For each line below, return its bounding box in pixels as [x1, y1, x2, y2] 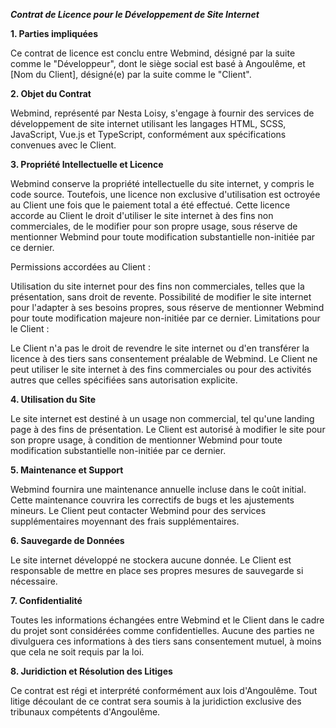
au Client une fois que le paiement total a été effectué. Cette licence [10, 199, 291, 211]
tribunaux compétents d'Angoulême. [10, 706, 161, 718]
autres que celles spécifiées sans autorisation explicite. [10, 374, 238, 386]
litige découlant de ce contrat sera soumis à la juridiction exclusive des [10, 695, 302, 707]
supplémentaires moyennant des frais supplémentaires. [10, 515, 240, 527]
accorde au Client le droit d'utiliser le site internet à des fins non [10, 210, 274, 221]
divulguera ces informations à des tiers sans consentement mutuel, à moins [10, 635, 322, 647]
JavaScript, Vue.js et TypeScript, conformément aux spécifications [10, 129, 287, 140]
